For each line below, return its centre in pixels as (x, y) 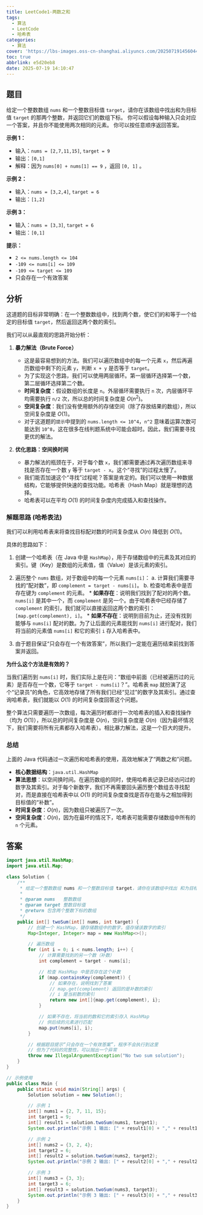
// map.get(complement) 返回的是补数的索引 (101, 989)
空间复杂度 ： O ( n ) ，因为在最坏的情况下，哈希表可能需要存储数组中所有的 (105, 818)
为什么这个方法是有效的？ (38, 664)
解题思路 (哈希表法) (34, 517)
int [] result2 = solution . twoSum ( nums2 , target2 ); (93, 1156)
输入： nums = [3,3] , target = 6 (54, 225)
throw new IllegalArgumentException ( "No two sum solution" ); (107, 1056)
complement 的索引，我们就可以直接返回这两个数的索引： (85, 608)
